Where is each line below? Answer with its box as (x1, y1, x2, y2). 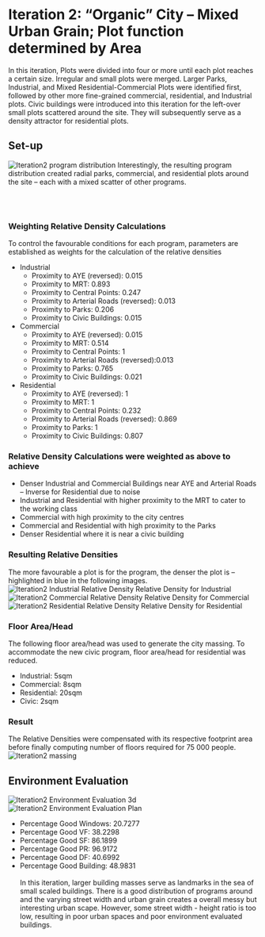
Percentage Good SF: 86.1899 (19, 835, 117, 846)
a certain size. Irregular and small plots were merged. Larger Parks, (8, 74, 228, 83)
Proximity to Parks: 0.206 (31, 305, 115, 314)
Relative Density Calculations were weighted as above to (8, 451, 231, 462)
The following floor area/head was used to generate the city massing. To (8, 639, 245, 648)
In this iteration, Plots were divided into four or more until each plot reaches (8, 65, 254, 75)
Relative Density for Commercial (144, 593, 249, 602)
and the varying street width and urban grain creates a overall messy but (19, 895, 257, 904)
